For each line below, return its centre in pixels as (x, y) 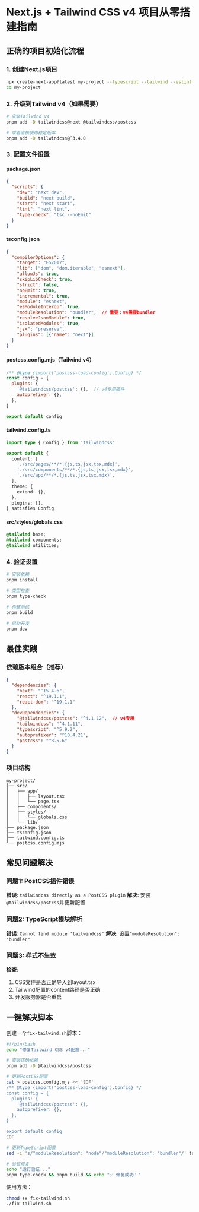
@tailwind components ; (34, 540)
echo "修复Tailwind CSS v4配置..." (48, 1050)
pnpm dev (17, 629)
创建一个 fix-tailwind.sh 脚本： (44, 1033)
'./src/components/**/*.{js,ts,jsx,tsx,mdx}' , (75, 470)
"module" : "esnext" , (42, 301)
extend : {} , (31, 492)
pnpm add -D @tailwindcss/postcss (49, 1066)
